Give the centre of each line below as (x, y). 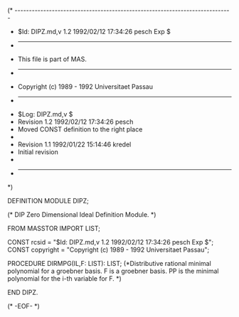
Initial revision (38, 152)
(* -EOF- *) (24, 306)
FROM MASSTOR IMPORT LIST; (54, 228)
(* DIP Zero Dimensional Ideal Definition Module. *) (82, 215)
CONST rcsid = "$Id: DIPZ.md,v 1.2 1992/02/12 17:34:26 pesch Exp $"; (111, 242)
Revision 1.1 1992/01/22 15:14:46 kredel (74, 144)
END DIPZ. (23, 292)
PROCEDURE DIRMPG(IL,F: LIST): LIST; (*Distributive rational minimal (109, 263)
